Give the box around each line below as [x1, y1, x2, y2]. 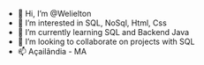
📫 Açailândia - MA [17, 47, 87, 56]
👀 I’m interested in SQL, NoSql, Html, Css [17, 18, 168, 28]
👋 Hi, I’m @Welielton [17, 9, 92, 18]
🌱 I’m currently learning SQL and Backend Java [17, 27, 190, 37]
